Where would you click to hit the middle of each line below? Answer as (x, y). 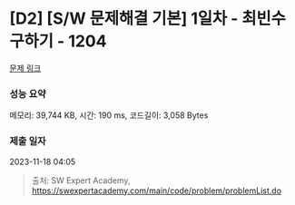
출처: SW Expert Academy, (81, 180)
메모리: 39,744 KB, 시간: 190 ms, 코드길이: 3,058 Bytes (109, 115)
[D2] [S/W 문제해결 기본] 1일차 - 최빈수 (147, 19)
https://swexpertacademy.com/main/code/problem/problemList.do (157, 190)
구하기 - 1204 (58, 41)
